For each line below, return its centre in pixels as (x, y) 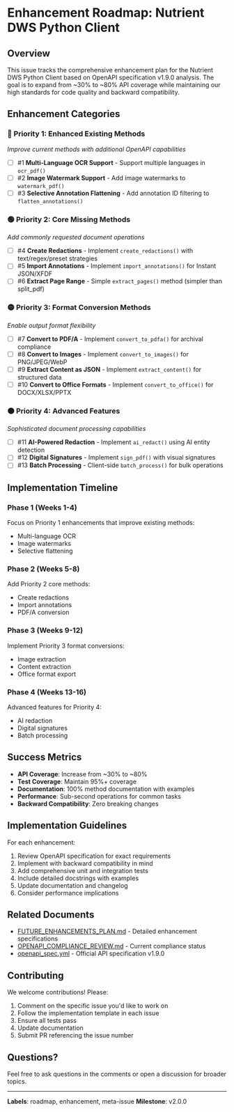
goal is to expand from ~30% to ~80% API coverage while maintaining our (114, 85)
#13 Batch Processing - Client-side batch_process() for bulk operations (120, 465)
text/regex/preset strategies (57, 258)
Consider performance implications (68, 893)
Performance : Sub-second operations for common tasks (99, 796)
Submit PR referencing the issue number (75, 1035)
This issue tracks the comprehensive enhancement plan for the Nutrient (110, 70)
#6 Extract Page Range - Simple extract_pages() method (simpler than (120, 281)
